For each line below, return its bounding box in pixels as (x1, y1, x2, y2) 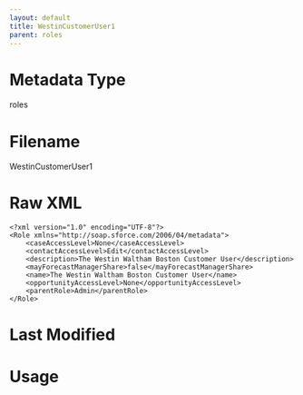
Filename (9, 131, 81, 152)
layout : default (9, 13, 71, 23)
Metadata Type (9, 69, 126, 90)
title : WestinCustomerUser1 (9, 22, 116, 31)
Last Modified (9, 324, 116, 345)
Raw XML (9, 193, 83, 213)
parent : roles (9, 30, 64, 39)
